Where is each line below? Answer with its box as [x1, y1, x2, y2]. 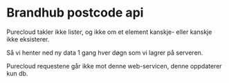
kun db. [6, 69, 28, 77]
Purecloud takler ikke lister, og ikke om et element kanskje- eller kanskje [6, 28, 212, 36]
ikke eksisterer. [6, 35, 50, 43]
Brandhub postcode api [6, 5, 144, 21]
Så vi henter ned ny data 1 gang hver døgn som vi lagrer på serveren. [6, 48, 203, 57]
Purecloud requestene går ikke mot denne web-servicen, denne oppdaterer [6, 62, 222, 70]
